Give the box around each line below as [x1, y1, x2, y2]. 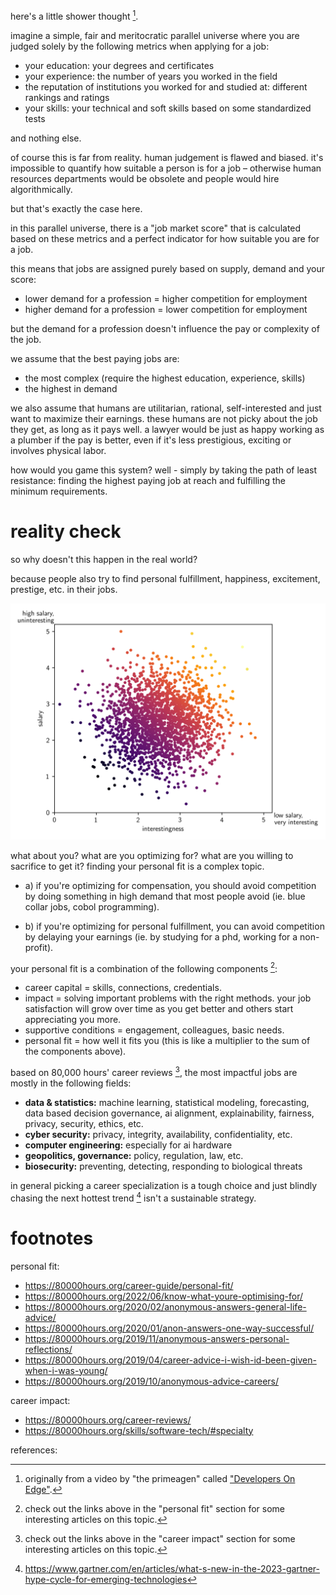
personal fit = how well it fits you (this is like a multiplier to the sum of [24, 1035, 311, 1047]
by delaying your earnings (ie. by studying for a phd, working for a [24, 930, 298, 943]
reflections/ [24, 1343, 73, 1355]
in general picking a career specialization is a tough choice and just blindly [10, 1179, 318, 1191]
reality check [10, 520, 122, 543]
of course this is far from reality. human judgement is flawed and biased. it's [10, 151, 324, 163]
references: [10, 1444, 58, 1456]
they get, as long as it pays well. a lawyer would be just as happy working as [10, 423, 325, 435]
